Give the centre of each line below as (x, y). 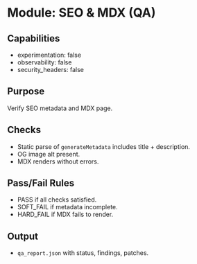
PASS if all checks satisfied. (57, 200)
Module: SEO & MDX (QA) (82, 13)
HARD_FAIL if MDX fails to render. (65, 214)
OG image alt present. (49, 154)
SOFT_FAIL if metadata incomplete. (67, 207)
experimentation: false (49, 55)
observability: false (44, 62)
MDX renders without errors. (58, 161)
